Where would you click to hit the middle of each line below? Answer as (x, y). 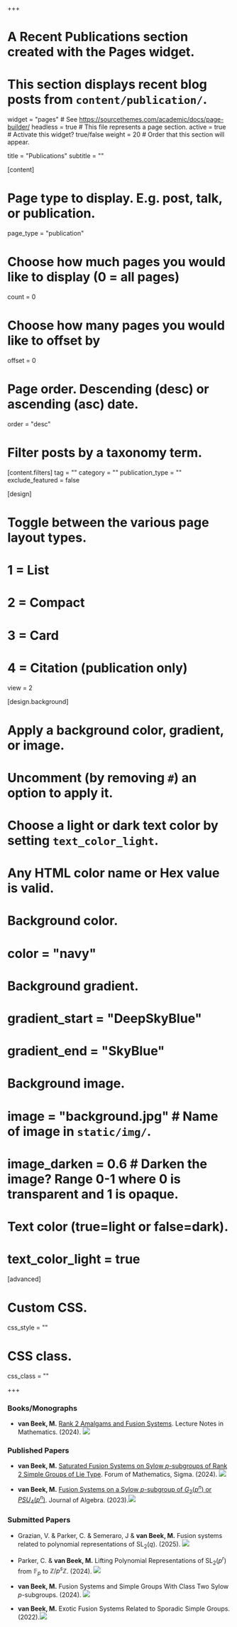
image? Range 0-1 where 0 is (94, 1179)
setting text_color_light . (83, 841)
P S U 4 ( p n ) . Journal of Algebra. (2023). (73, 1500)
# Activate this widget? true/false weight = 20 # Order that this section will (116, 135)
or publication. (51, 214)
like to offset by (54, 341)
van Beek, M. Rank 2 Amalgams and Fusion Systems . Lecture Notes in (121, 1423)
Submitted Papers (39, 1520)
